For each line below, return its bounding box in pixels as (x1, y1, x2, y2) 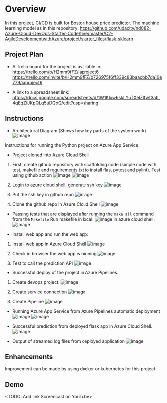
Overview (5, 3, 46, 15)
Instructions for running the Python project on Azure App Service (5, 142, 138, 148)
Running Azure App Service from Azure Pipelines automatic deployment (12, 308, 160, 314)
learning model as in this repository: (5, 25, 79, 31)
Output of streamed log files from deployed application (12, 338, 125, 344)
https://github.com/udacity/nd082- (79, 25, 152, 31)
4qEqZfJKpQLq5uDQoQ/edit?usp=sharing (12, 100, 99, 106)
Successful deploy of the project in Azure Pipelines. (12, 269, 119, 275)
